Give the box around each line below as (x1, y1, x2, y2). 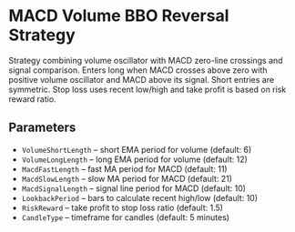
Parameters (8, 120, 76, 136)
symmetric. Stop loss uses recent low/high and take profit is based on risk (8, 84, 287, 95)
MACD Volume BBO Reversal (8, 5, 229, 26)
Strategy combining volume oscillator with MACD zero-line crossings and (8, 55, 283, 66)
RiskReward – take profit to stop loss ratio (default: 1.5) (21, 202, 224, 213)
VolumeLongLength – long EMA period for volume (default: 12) (21, 154, 248, 165)
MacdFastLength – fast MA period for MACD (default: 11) (21, 163, 229, 174)
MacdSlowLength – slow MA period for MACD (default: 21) (21, 173, 233, 184)
